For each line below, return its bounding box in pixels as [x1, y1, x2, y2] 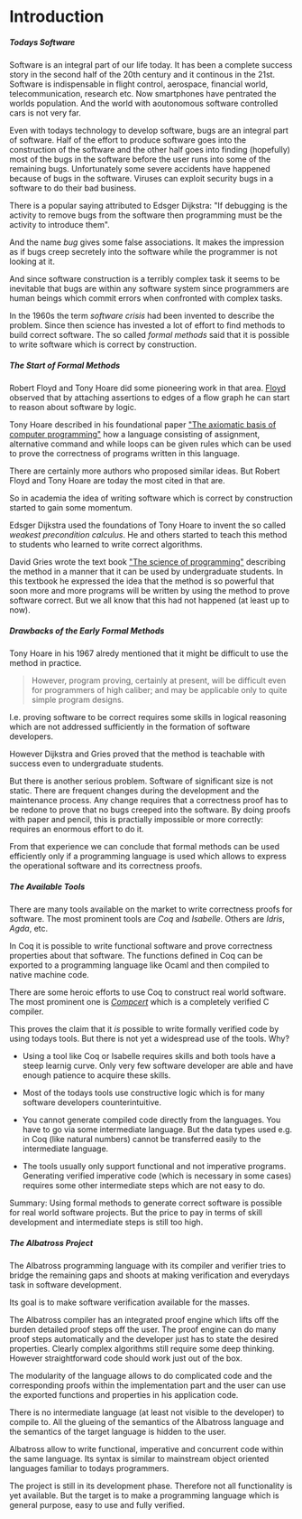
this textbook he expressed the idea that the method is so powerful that [9, 576, 275, 586]
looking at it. [9, 256, 56, 267]
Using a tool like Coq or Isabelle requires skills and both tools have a [22, 1051, 277, 1062]
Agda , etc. [9, 924, 49, 934]
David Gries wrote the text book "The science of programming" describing [9, 557, 286, 567]
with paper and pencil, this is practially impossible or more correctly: [9, 814, 264, 825]
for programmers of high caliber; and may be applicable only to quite [31, 685, 288, 696]
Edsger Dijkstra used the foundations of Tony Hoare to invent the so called [9, 520, 286, 530]
